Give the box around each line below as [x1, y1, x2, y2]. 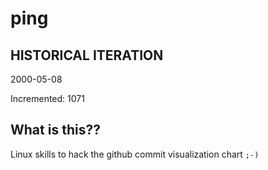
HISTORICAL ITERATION [10, 47, 164, 64]
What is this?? [10, 122, 101, 139]
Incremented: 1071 [10, 93, 85, 104]
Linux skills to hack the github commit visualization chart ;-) [10, 148, 260, 160]
